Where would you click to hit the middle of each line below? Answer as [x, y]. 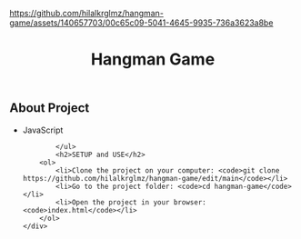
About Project [50, 108]
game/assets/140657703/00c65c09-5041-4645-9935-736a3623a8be [141, 23]
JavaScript [43, 130]
